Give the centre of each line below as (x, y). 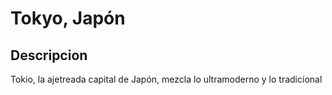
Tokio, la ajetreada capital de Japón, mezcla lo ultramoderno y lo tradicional (166, 79)
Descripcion (49, 55)
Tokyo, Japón (68, 18)
